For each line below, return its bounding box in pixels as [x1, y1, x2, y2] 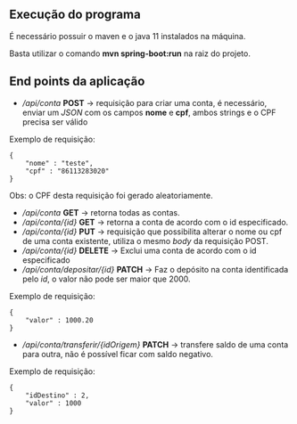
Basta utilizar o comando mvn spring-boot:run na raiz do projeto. [9, 48, 252, 59]
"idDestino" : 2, [25, 391, 90, 400]
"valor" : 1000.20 [25, 315, 94, 324]
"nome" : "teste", [25, 159, 94, 167]
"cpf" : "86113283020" [25, 167, 110, 175]
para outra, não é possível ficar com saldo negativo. [21, 348, 214, 359]
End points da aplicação [9, 74, 145, 89]
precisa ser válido [21, 116, 88, 127]
